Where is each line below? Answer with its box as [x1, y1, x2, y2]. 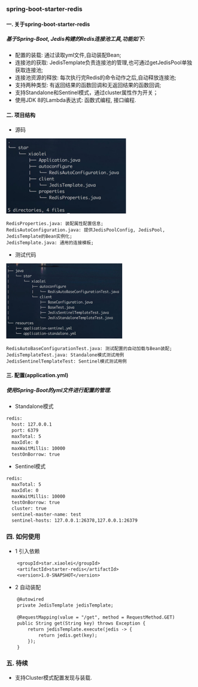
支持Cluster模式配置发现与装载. [14, 674, 92, 681]
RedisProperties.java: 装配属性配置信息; [6, 220, 103, 226]
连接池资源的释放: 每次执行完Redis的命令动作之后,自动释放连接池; [14, 74, 176, 81]
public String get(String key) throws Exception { [17, 620, 146, 626]
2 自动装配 [14, 583, 41, 590]
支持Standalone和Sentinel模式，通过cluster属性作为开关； [14, 89, 159, 96]
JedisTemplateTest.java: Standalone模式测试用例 [6, 352, 124, 358]
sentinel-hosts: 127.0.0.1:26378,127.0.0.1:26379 [11, 518, 138, 524]
